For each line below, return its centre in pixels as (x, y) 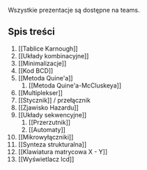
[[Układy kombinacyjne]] (53, 56)
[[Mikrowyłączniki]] (46, 137)
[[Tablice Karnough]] (48, 49)
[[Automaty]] (47, 129)
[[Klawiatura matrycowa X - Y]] (63, 151)
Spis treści (31, 32)
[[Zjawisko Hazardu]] (48, 108)
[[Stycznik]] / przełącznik (54, 100)
